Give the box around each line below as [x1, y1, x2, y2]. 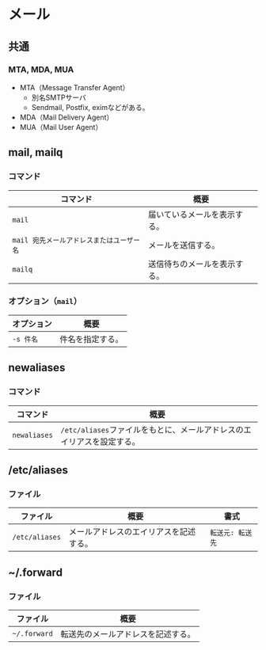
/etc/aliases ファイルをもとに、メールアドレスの [60, 424, 244, 435]
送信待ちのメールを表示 [147, 258, 236, 269]
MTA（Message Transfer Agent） [19, 82, 130, 92]
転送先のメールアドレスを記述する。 [60, 629, 196, 640]
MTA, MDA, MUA [8, 63, 74, 74]
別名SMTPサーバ [31, 93, 87, 102]
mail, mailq [8, 146, 63, 159]
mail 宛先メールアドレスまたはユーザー [12, 235, 141, 245]
